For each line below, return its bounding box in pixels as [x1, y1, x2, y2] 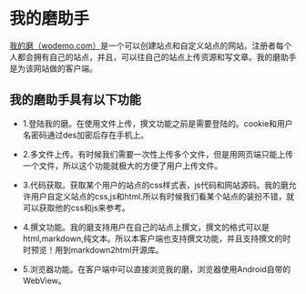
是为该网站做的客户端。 [9, 63, 97, 74]
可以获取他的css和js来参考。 [22, 202, 130, 213]
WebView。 [22, 275, 66, 286]
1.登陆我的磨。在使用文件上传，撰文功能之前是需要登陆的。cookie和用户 [22, 117, 293, 128]
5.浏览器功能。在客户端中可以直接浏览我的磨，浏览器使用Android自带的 [22, 263, 291, 274]
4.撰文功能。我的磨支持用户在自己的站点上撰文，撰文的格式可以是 [22, 221, 270, 232]
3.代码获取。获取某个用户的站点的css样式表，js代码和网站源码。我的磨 [22, 179, 289, 190]
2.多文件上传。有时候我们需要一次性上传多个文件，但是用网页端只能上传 [22, 148, 294, 159]
